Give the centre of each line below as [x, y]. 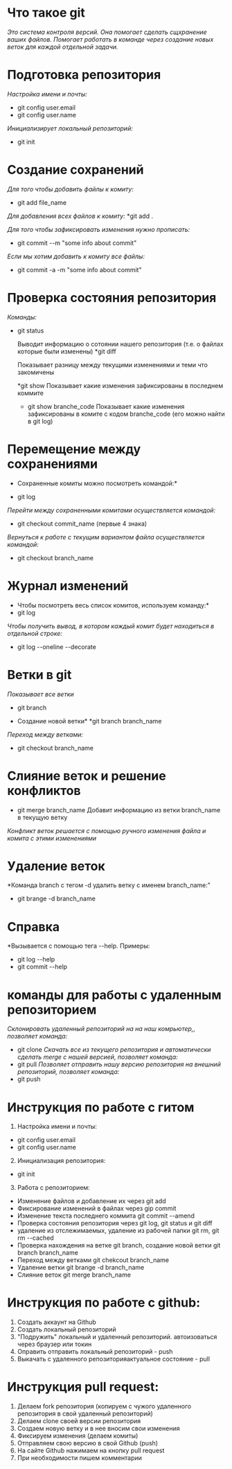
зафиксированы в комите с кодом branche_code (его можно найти [126, 414]
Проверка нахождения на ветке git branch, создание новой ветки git [119, 1245]
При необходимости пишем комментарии [79, 1458]
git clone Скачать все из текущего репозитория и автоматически [114, 1050]
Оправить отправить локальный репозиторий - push [95, 1352]
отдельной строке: [35, 633]
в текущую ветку [42, 817]
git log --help [36, 959]
